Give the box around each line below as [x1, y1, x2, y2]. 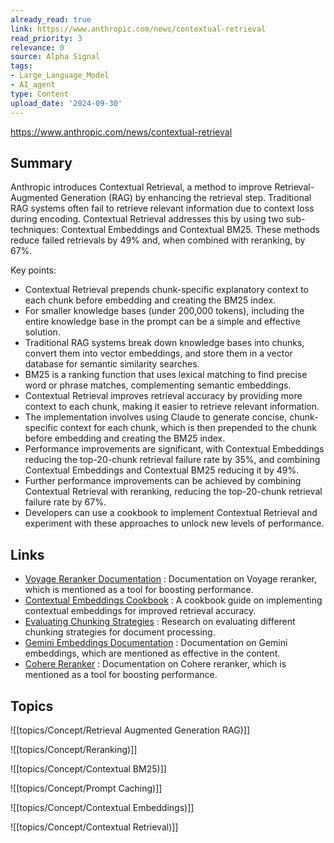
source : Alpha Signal [10, 52, 101, 62]
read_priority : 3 [10, 33, 83, 43]
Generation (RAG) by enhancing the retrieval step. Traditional [60, 192, 312, 204]
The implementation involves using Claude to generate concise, [24, 411, 288, 423]
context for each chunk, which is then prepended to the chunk [59, 422, 317, 434]
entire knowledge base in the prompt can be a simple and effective [24, 316, 301, 328]
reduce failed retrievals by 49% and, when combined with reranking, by [10, 234, 306, 246]
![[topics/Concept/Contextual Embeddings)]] [10, 801, 195, 813]
